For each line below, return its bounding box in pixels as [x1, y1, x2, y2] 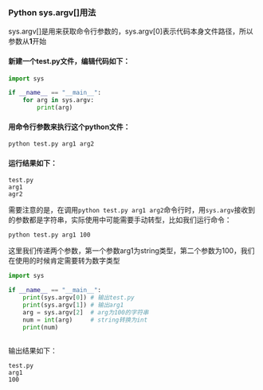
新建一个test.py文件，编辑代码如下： [8, 56, 130, 65]
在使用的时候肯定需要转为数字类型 [8, 256, 120, 266]
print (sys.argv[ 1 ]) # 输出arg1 [22, 301, 124, 309]
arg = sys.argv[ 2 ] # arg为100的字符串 [22, 308, 149, 316]
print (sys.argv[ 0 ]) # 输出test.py [22, 294, 135, 302]
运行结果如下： [8, 158, 57, 168]
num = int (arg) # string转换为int [22, 316, 148, 324]
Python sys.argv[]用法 [8, 6, 96, 18]
